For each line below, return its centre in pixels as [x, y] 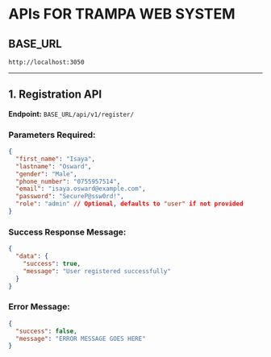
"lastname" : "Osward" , [54, 166]
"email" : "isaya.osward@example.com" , [81, 189]
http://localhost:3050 [46, 62]
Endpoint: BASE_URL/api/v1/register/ [71, 114]
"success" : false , [47, 331]
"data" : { [32, 256]
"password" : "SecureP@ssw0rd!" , [70, 197]
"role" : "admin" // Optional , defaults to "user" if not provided [129, 204]
